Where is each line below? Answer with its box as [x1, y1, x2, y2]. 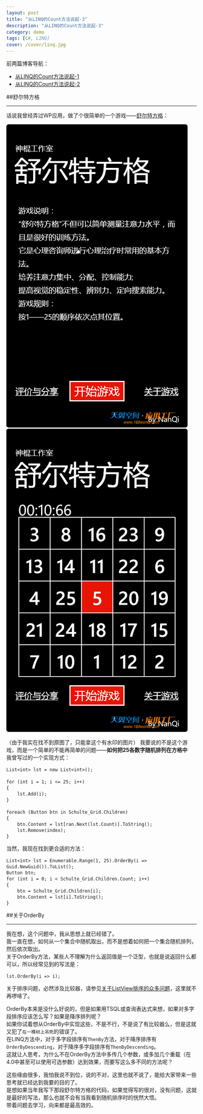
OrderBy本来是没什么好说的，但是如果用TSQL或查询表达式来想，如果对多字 [6, 1005, 195, 1012]
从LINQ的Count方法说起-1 [14, 73, 80, 80]
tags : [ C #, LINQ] [6, 35, 50, 42]
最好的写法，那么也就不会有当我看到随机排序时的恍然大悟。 [11, 1094, 160, 1101]
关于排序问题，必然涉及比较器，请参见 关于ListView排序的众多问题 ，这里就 [6, 985, 192, 992]
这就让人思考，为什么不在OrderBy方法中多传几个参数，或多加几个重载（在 [6, 1051, 192, 1058]
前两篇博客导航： [6, 60, 49, 67]
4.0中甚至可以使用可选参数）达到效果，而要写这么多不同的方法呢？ [6, 1058, 173, 1065]
